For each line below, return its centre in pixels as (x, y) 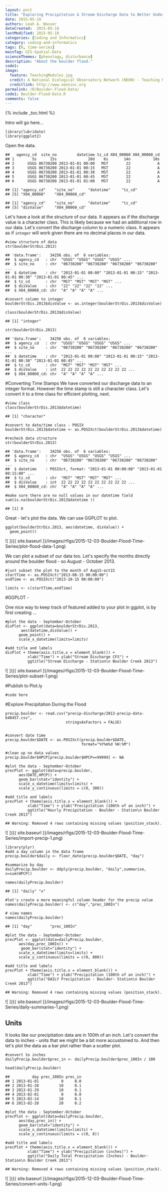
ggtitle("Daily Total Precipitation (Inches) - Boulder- (88, 1156)
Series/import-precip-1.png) (34, 838)
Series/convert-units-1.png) (34, 1184)
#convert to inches (25, 1055)
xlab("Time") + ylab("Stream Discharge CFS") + (78, 657)
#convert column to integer (34, 300)
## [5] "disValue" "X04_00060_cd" (45, 208)
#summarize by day (24, 865)
